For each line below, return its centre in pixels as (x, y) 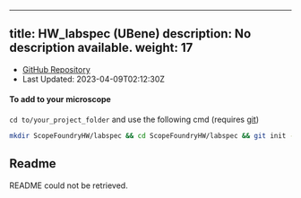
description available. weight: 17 (101, 48)
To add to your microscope (60, 99)
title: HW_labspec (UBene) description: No (130, 34)
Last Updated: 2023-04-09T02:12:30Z (94, 79)
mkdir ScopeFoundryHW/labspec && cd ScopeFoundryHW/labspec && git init (148, 136)
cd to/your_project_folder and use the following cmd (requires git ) (134, 120)
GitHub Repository (56, 69)
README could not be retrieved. (69, 185)
